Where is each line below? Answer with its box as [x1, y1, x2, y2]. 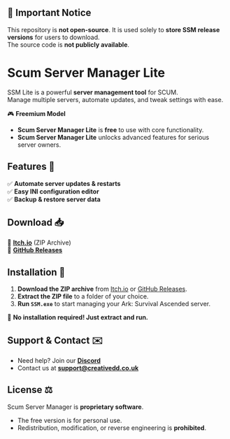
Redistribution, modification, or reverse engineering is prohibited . [17, 424, 207, 432]
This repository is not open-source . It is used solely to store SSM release [7, 25, 220, 34]
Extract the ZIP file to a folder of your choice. [17, 292, 149, 301]
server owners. [17, 141, 62, 149]
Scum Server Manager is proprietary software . [7, 403, 144, 411]
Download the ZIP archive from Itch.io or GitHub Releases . [17, 285, 187, 294]
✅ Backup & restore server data [7, 195, 101, 203]
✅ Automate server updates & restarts [7, 179, 121, 187]
